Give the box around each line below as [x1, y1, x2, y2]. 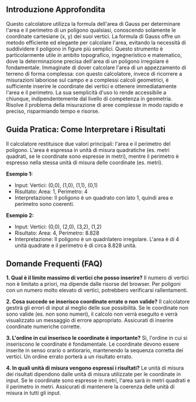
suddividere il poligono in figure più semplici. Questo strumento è [6, 45, 163, 52]
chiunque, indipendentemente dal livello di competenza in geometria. [6, 95, 173, 102]
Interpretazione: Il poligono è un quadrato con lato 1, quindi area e [14, 194, 174, 201]
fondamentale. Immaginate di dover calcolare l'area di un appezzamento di [6, 64, 186, 71]
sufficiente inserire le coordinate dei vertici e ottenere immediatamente [6, 82, 177, 90]
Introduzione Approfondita [6, 5, 105, 15]
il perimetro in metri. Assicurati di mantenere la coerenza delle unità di [6, 383, 175, 390]
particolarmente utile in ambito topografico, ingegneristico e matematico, [6, 51, 183, 58]
